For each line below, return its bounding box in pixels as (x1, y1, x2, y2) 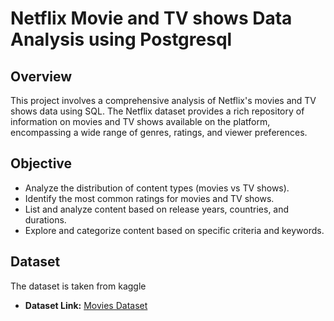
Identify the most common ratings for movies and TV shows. (24, 192, 275, 204)
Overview (10, 68, 73, 85)
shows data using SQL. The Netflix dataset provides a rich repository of (10, 105, 305, 117)
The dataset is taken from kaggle (10, 280, 147, 292)
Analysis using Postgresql (10, 28, 233, 51)
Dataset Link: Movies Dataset (24, 299, 148, 311)
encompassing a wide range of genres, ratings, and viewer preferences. (10, 127, 308, 138)
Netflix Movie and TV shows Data (10, 7, 293, 30)
